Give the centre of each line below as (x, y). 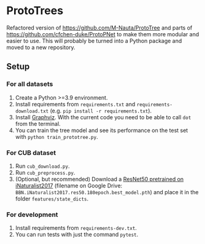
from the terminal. (38, 124)
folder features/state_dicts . (52, 199)
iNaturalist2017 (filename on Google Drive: (69, 186)
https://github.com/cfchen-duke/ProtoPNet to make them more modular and (103, 34)
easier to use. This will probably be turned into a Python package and (94, 41)
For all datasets (30, 84)
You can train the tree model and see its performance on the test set (102, 130)
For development (32, 214)
